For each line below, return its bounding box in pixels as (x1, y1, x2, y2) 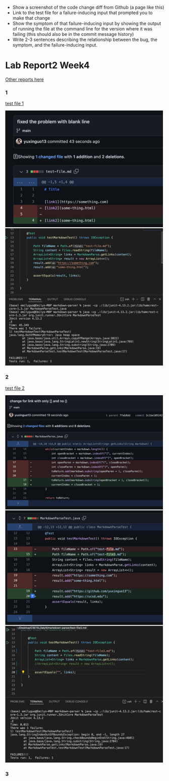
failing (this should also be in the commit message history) (12, 31, 134, 37)
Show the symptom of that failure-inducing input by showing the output (12, 20, 161, 26)
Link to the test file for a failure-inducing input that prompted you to (12, 10, 153, 16)
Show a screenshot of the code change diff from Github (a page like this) (12, 5, 164, 10)
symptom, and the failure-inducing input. (12, 42, 97, 48)
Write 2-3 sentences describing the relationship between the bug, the (12, 36, 157, 43)
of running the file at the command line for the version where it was (12, 26, 153, 32)
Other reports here (5, 76, 44, 83)
